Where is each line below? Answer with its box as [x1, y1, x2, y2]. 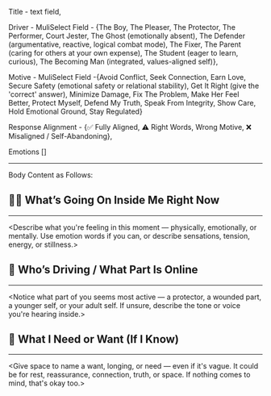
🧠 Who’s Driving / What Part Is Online [8, 263, 198, 277]
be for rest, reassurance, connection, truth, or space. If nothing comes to [8, 370, 251, 380]
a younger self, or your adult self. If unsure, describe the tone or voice [8, 300, 240, 310]
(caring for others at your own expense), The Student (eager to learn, [8, 48, 239, 57]
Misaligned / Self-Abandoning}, [8, 131, 113, 140]
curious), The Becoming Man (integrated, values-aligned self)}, [8, 56, 219, 66]
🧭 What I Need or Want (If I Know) [8, 332, 180, 346]
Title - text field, [8, 7, 62, 16]
